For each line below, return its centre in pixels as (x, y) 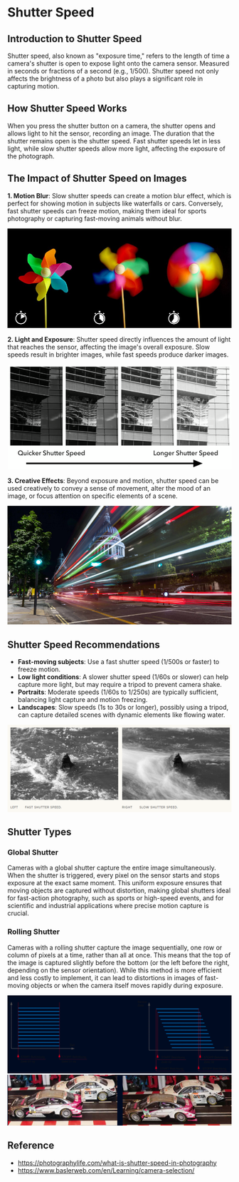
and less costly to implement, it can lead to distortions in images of (105, 977)
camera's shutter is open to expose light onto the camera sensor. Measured (118, 63)
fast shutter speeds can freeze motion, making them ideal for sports (107, 210)
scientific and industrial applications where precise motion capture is (108, 906)
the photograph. (31, 156)
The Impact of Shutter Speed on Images (97, 179)
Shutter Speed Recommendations (84, 645)
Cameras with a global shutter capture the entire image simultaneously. (112, 868)
